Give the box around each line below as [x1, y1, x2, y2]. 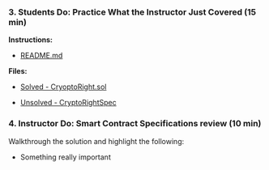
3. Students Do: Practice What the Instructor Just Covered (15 [8, 6, 257, 18]
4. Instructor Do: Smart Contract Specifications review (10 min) [8, 118, 262, 130]
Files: [8, 66, 28, 76]
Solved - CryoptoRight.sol [19, 82, 107, 91]
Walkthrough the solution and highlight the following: [8, 136, 185, 146]
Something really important [19, 152, 111, 162]
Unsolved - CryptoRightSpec [19, 98, 117, 108]
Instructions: [8, 35, 53, 45]
